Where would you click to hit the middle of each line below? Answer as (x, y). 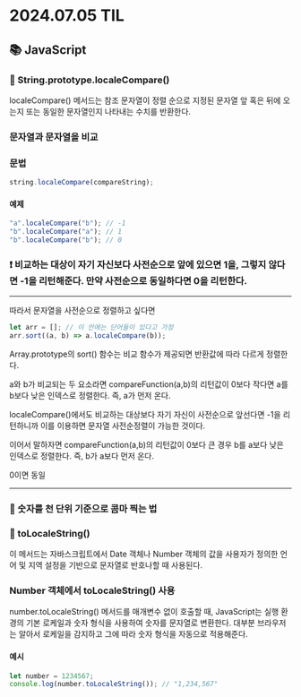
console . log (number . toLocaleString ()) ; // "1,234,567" (114, 684)
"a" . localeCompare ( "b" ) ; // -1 (68, 224)
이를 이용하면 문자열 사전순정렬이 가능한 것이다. (123, 426)
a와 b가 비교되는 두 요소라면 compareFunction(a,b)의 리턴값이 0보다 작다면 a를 (149, 384)
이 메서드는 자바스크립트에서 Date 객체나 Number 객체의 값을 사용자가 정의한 (144, 554)
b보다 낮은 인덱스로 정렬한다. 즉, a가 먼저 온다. (90, 395)
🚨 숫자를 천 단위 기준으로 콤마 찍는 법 (83, 509)
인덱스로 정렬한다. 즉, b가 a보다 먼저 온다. (82, 456)
